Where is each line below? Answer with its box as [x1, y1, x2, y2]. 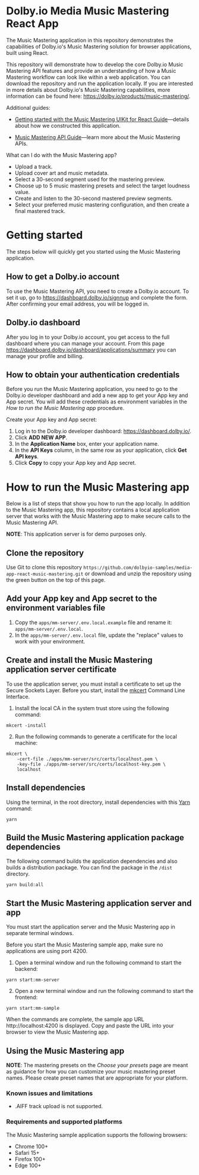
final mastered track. [14, 207, 66, 214]
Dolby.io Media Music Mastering [6, 4, 169, 18]
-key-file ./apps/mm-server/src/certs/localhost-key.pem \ [17, 761, 166, 767]
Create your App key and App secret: [6, 416, 97, 423]
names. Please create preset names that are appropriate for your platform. [6, 1074, 188, 1081]
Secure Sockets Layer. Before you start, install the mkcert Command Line [6, 686, 185, 693]
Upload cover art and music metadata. [14, 169, 109, 177]
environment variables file [6, 603, 106, 613]
